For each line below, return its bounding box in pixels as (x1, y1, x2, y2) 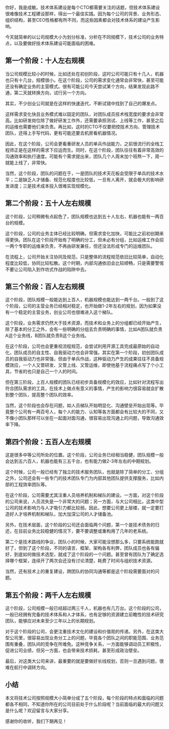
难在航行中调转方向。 (5, 665, 49, 671)
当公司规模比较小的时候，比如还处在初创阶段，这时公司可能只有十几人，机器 (5, 71, 164, 77)
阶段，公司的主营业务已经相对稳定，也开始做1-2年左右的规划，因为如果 (9, 303, 157, 309)
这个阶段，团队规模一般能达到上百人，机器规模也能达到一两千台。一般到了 (5, 297, 159, 303)
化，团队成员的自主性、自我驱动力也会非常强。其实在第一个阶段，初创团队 (5, 350, 159, 356)
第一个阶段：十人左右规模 (5, 56, 84, 65)
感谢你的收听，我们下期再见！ (5, 718, 67, 724)
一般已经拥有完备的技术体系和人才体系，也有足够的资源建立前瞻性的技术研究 (5, 612, 164, 618)
